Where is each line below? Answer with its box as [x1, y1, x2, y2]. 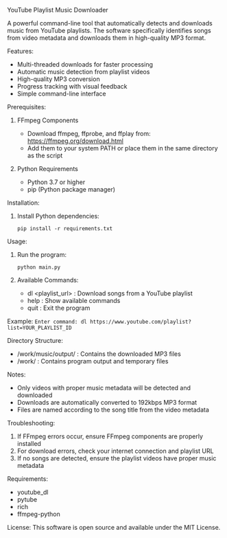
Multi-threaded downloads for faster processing [16, 60, 153, 68]
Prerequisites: [7, 103, 47, 111]
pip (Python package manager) [27, 186, 115, 193]
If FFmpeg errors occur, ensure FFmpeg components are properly [16, 432, 204, 440]
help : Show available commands [27, 297, 121, 304]
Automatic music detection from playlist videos [16, 68, 150, 76]
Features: [7, 47, 34, 55]
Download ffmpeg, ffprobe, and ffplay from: [27, 130, 151, 137]
